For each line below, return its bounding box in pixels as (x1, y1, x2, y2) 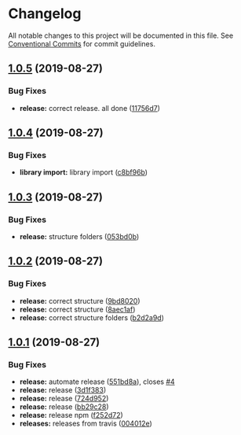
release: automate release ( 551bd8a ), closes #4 (19, 377, 175, 386)
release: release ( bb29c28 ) (19, 402, 109, 411)
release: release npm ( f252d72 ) (19, 411, 123, 420)
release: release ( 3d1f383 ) (19, 385, 107, 395)
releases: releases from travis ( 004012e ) (19, 418, 153, 429)
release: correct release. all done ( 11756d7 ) (19, 103, 161, 112)
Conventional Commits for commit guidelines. (8, 39, 155, 48)
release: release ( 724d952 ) (19, 394, 109, 404)
